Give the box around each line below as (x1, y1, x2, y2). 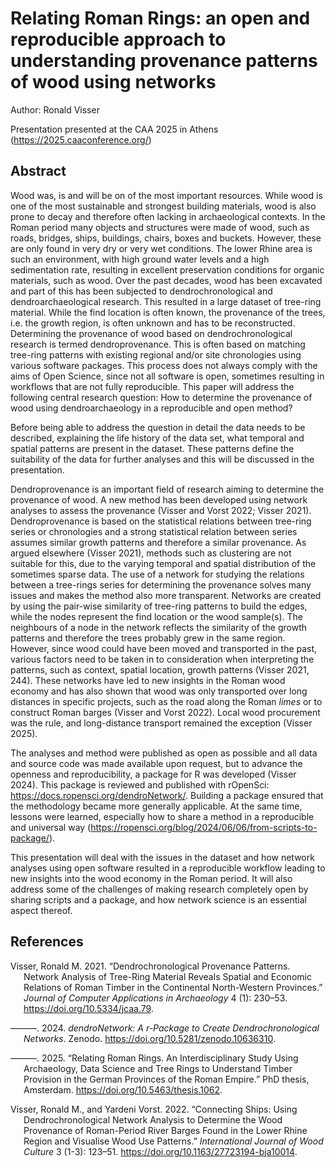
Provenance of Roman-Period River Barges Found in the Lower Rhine (23, 1124, 308, 1136)
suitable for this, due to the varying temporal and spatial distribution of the (10, 557, 317, 569)
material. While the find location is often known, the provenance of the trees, (10, 306, 326, 318)
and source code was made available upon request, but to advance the (10, 757, 303, 769)
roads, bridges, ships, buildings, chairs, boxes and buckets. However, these (10, 232, 322, 244)
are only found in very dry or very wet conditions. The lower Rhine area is (10, 242, 313, 254)
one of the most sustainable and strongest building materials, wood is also (10, 200, 317, 212)
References (10, 933, 84, 951)
